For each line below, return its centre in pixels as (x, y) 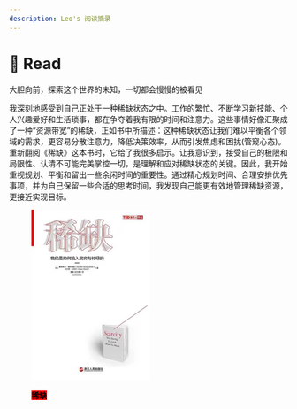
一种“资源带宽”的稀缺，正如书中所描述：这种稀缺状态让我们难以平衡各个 (148, 130)
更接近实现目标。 (40, 197)
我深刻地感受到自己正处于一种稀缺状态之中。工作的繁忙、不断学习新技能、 (145, 108)
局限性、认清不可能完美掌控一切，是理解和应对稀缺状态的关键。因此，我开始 (148, 163)
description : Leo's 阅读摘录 (60, 19)
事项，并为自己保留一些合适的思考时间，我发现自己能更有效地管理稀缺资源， (148, 185)
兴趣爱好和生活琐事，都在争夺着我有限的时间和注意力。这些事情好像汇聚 (148, 119)
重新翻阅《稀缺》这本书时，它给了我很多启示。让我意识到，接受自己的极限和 (148, 152)
